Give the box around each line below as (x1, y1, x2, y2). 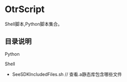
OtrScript (5, 4, 45, 15)
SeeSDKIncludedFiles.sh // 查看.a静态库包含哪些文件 (12, 71, 122, 77)
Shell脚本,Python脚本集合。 (5, 21, 62, 27)
